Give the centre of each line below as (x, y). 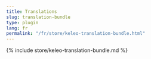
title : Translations (32, 12)
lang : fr (17, 28)
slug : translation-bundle (38, 17)
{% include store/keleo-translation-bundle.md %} (67, 50)
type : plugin (22, 22)
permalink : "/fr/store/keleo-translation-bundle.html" (76, 34)
